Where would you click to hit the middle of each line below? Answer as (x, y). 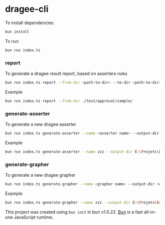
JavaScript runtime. (34, 217)
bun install (17, 32)
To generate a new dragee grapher (41, 175)
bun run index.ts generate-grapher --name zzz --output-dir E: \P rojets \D (82, 202)
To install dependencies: (30, 23)
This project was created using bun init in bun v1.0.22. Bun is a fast (74, 212)
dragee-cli (27, 9)
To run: (12, 41)
